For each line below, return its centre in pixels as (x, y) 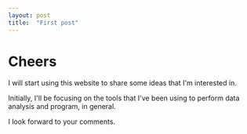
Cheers (33, 62)
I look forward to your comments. (62, 121)
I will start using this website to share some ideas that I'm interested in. (122, 83)
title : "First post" (44, 23)
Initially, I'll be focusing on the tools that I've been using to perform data (124, 98)
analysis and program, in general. (62, 107)
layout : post (29, 15)
